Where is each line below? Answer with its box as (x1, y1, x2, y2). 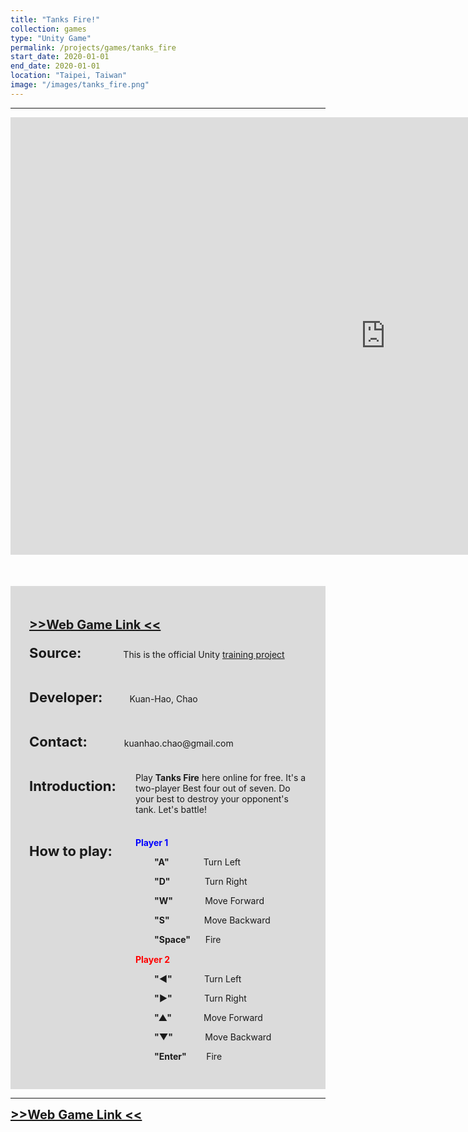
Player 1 (135, 836, 169, 848)
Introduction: (29, 777, 117, 795)
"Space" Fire (154, 933, 222, 945)
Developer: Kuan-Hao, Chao (29, 688, 198, 706)
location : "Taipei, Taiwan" (10, 71, 128, 81)
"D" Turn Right (154, 875, 248, 887)
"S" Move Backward (154, 914, 271, 926)
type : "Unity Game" (10, 33, 92, 43)
